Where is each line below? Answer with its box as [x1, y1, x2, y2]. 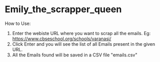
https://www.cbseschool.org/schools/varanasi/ [12, 36, 111, 42]
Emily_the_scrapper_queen [5, 4, 122, 15]
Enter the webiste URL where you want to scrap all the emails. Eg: [12, 30, 151, 36]
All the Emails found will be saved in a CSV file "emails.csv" [12, 52, 138, 58]
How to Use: [5, 20, 31, 26]
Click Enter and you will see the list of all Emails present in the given [12, 41, 155, 47]
